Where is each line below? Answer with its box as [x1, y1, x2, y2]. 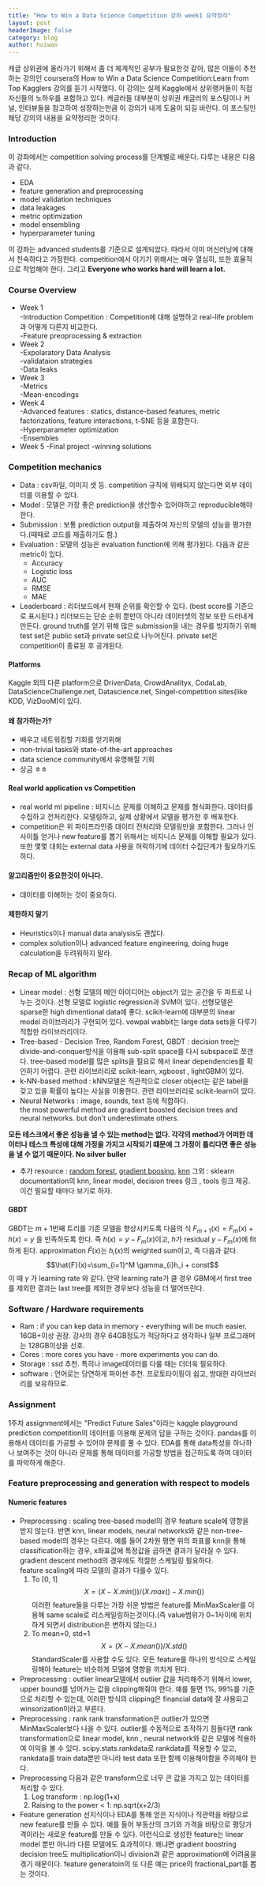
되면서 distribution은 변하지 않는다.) [46, 1620, 158, 1629]
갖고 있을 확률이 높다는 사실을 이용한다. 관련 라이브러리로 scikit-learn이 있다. [19, 1087, 256, 1096]
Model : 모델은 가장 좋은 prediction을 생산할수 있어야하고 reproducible [19, 500, 241, 510]
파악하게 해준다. [16, 1457, 65, 1467]
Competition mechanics [8, 461, 103, 472]
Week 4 [19, 398, 45, 407]
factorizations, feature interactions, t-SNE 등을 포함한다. [19, 416, 200, 425]
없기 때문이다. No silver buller [32, 1150, 127, 1159]
